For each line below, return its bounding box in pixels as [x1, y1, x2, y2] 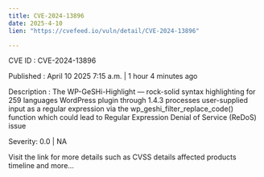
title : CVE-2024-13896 [8, 11, 85, 20]
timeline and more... [8, 161, 75, 171]
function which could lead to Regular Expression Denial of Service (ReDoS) [8, 113, 258, 122]
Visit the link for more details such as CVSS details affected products [8, 152, 237, 162]
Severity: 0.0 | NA [8, 137, 67, 146]
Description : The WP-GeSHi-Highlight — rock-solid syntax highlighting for [8, 87, 256, 97]
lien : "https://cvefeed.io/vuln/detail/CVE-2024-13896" [8, 27, 200, 35]
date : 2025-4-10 [8, 19, 63, 27]
